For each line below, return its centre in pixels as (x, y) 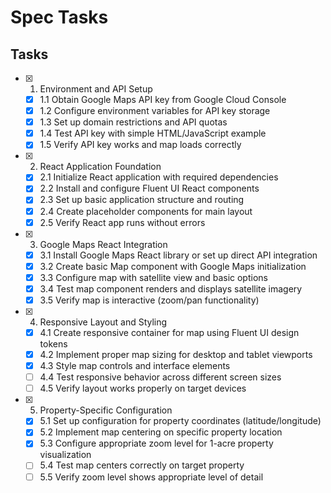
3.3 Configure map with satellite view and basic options (153, 277)
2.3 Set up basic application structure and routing (142, 200)
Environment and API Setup (96, 89)
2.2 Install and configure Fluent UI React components (149, 188)
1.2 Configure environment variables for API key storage (155, 111)
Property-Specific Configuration (106, 410)
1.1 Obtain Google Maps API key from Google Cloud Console (163, 99)
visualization (65, 455)
